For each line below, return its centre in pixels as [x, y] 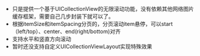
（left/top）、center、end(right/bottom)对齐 [66, 31]
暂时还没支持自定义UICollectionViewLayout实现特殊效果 [82, 46]
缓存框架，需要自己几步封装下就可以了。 [63, 16]
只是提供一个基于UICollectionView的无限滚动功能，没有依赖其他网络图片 [103, 9]
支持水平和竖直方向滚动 [41, 39]
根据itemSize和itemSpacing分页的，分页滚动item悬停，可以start [92, 24]
